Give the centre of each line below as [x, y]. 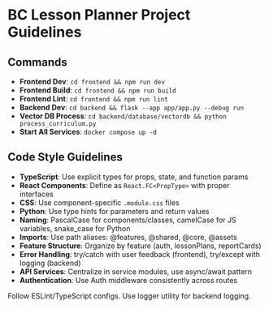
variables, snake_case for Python [75, 228]
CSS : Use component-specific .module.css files [99, 202]
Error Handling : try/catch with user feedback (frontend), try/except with [140, 254]
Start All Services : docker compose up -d [88, 132]
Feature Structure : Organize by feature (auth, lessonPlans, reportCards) [140, 246]
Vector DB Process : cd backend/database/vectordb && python [123, 116]
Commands [38, 62]
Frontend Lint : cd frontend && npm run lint [93, 99]
